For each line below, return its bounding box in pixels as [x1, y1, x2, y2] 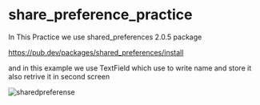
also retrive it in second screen [8, 71, 110, 81]
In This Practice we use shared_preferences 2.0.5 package [8, 32, 202, 42]
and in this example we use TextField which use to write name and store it [8, 63, 252, 73]
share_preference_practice [8, 6, 193, 24]
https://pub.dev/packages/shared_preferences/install [8, 47, 184, 57]
